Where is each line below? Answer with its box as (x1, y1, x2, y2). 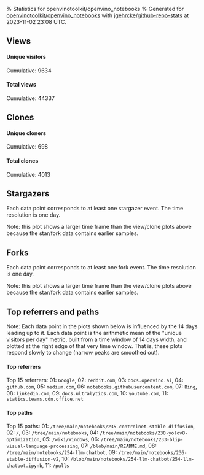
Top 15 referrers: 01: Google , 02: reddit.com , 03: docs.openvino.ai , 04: (6, 377, 184, 384)
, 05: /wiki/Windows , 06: (39, 436, 100, 443)
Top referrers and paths (6, 306, 100, 317)
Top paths (6, 409, 33, 416)
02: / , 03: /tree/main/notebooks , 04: (6, 429, 99, 436)
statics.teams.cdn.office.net (6, 396, 84, 403)
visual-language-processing (6, 443, 79, 450)
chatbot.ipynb (6, 463, 43, 469)
